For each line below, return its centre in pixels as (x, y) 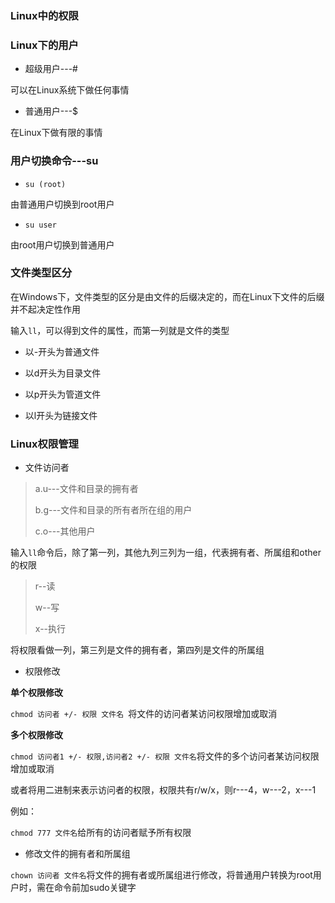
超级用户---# (51, 69)
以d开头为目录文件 (63, 373)
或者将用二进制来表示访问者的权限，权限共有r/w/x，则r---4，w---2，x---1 (163, 790)
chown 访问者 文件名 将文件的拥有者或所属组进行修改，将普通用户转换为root (161, 875)
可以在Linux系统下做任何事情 (70, 90)
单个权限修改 (36, 693)
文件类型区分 (41, 273)
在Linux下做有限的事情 (56, 133)
